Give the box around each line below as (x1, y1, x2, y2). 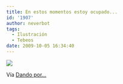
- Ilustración (12, 32, 47, 38)
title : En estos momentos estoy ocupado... (6, 9, 118, 15)
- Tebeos (12, 37, 34, 43)
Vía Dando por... (6, 71, 47, 78)
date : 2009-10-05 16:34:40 (6, 43, 75, 49)
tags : (6, 26, 20, 32)
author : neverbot (6, 20, 50, 26)
